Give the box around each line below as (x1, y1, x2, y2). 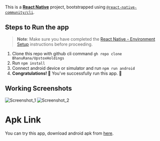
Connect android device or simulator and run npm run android (12, 65, 135, 71)
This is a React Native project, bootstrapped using (5, 4, 105, 10)
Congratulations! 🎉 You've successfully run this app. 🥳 (12, 70, 122, 76)
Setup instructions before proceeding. (16, 41, 93, 47)
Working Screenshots (5, 84, 72, 93)
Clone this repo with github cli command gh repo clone (12, 50, 122, 56)
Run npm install (12, 60, 45, 66)
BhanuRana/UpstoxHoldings (12, 56, 64, 61)
